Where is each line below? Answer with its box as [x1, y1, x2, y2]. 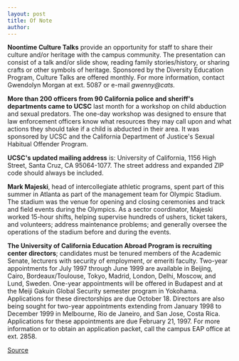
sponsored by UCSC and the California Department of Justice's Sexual [7, 132, 215, 141]
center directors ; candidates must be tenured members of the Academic [7, 249, 222, 258]
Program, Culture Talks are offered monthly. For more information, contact [7, 73, 225, 82]
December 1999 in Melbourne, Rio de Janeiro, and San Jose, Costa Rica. [7, 310, 221, 318]
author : [7, 23, 31, 31]
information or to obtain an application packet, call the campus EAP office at [7, 325, 230, 333]
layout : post [7, 10, 46, 18]
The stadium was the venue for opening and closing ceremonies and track [7, 198, 225, 206]
